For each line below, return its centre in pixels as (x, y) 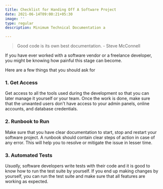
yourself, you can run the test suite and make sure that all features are (75, 176)
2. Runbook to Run (27, 122)
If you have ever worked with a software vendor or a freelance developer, (79, 55)
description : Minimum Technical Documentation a (55, 28)
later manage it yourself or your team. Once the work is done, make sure (78, 99)
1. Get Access (21, 83)
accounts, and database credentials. (42, 109)
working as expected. (27, 182)
